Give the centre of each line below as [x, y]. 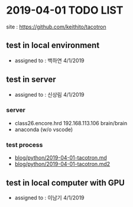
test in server [31, 80]
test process [25, 145]
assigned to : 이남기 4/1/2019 [49, 198]
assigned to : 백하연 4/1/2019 [49, 60]
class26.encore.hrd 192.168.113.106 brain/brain [71, 123]
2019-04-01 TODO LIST [65, 10]
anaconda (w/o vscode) [44, 129]
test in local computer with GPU [66, 182]
